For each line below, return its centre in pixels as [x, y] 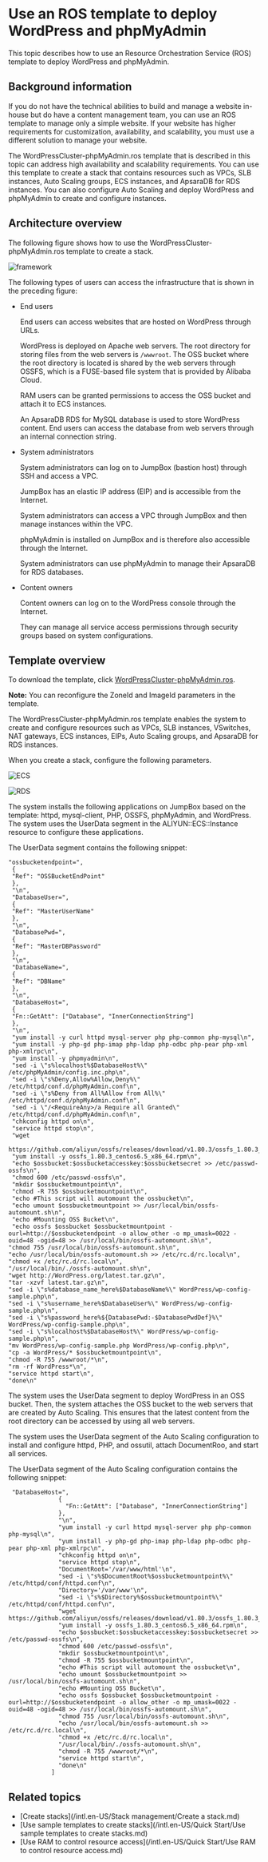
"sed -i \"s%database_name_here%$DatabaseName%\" [93, 1290]
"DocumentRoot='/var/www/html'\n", [118, 1570]
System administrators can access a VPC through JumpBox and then [133, 515]
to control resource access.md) [71, 1851]
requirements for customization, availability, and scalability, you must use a [132, 131]
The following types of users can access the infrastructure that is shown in [131, 282]
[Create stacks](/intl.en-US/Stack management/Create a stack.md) [130, 1816]
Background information [70, 87]
